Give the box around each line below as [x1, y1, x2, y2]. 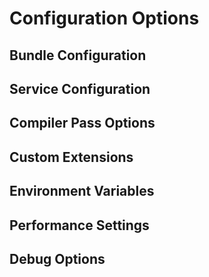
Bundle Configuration [9, 47, 147, 64]
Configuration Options [9, 7, 200, 30]
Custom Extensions [9, 148, 134, 166]
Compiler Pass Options [9, 115, 156, 132]
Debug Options [9, 250, 106, 267]
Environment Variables [9, 183, 155, 200]
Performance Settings [9, 217, 150, 234]
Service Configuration [9, 80, 151, 97]
